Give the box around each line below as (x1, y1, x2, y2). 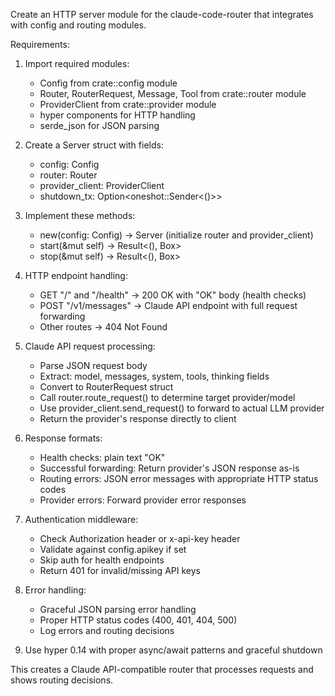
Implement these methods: (24, 210, 136, 221)
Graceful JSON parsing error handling (39, 604, 197, 615)
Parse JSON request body (39, 360, 148, 371)
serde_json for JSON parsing (39, 120, 160, 131)
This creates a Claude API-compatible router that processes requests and (10, 664, 314, 675)
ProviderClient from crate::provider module (39, 99, 217, 110)
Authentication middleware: (24, 514, 139, 525)
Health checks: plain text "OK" (39, 452, 166, 463)
